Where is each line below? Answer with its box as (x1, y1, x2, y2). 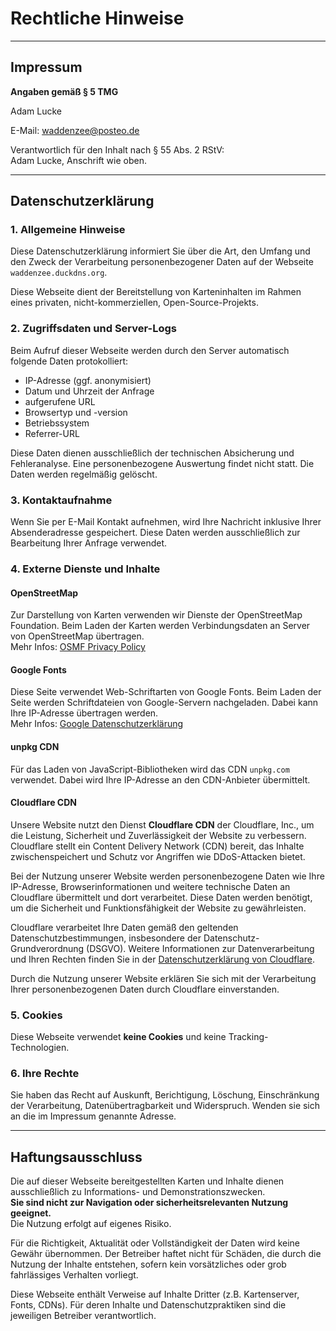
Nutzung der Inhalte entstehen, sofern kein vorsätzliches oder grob (10, 1258, 287, 1271)
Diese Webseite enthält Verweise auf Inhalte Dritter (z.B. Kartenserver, (10, 1288, 300, 1301)
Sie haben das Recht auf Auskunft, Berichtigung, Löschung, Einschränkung (10, 1089, 320, 1101)
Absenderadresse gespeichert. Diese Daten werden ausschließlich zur (10, 527, 301, 539)
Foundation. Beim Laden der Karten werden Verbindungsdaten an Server (10, 620, 311, 632)
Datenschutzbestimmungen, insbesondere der (10, 932, 202, 944)
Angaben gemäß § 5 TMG (10, 85, 119, 97)
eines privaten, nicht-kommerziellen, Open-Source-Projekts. (10, 297, 259, 309)
